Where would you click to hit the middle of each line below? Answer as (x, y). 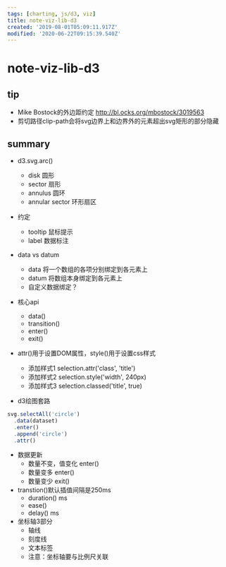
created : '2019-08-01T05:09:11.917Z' (63, 27)
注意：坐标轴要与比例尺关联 (68, 557)
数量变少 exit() (49, 482)
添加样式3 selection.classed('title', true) (85, 386)
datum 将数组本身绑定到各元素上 (75, 278)
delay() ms (44, 513)
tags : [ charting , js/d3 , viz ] (52, 14)
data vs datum (38, 255)
